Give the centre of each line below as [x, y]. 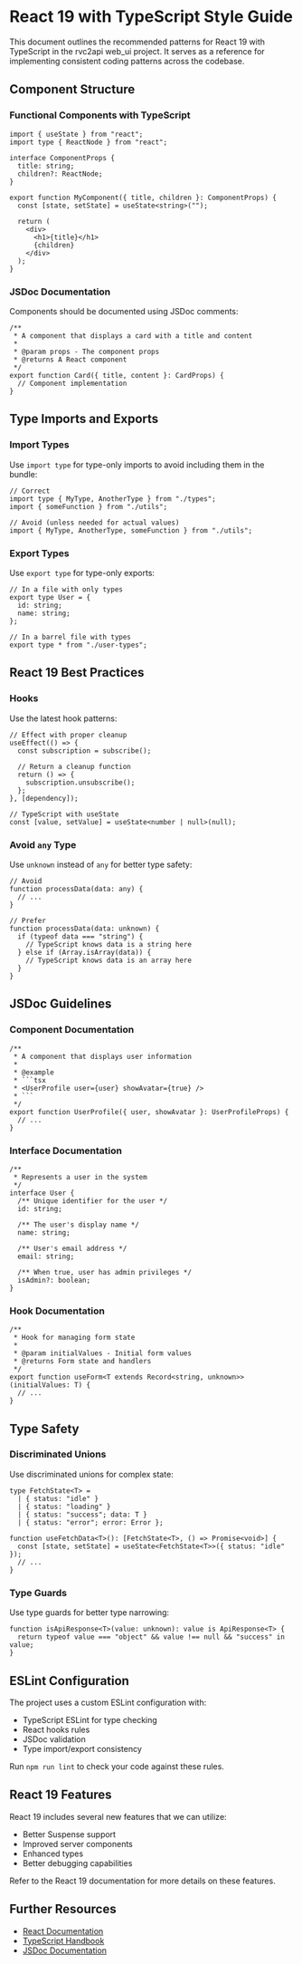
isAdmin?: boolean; [54, 1280]
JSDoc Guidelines [61, 1004]
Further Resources [63, 1909]
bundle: [24, 474]
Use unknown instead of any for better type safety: [101, 864]
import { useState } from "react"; [76, 134]
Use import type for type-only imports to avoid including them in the [137, 465]
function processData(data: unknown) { [85, 929]
